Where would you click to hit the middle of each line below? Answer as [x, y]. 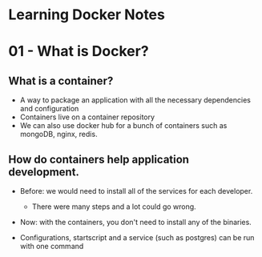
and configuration [49, 109]
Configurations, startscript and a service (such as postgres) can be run [137, 237]
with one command [52, 246]
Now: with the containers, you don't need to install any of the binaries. [136, 222]
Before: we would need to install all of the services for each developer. [136, 191]
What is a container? [61, 80]
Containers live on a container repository [87, 117]
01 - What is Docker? [79, 52]
